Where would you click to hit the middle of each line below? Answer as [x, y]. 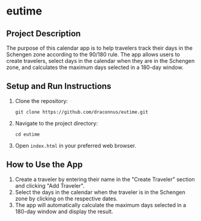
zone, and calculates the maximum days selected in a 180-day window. [95, 67]
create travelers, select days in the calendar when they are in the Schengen [100, 61]
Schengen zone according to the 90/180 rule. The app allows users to [93, 54]
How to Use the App [44, 165]
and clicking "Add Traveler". [50, 185]
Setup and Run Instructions [59, 86]
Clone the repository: [41, 101]
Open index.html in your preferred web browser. [76, 145]
